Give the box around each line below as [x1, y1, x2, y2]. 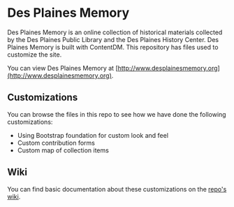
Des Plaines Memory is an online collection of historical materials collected [7, 28, 223, 36]
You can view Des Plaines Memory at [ [7, 64, 118, 72]
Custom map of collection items [17, 145, 110, 155]
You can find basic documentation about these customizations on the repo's [7, 185, 227, 193]
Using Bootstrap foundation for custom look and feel [17, 131, 169, 139]
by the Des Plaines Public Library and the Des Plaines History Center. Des [7, 35, 219, 43]
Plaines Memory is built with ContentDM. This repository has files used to [7, 43, 219, 51]
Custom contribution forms [17, 138, 96, 147]
